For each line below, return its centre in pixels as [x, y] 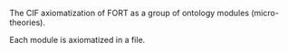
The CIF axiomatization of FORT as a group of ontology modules [130, 13]
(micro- [265, 13]
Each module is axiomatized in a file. [77, 40]
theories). [27, 22]
